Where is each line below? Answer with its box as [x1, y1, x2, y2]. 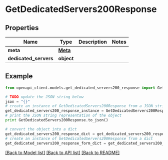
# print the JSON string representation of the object [5, 113, 122, 118]
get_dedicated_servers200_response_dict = [5, 131, 95, 136]
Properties [5, 24, 39, 32]
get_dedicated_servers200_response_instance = [5, 108, 104, 113]
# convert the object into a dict [5, 126, 77, 131]
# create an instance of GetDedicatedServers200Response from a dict [5, 136, 153, 141]
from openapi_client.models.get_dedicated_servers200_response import [5, 85, 155, 90]
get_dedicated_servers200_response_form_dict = [5, 140, 106, 146]
